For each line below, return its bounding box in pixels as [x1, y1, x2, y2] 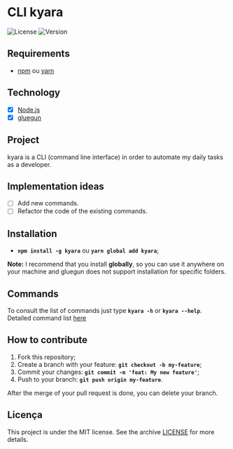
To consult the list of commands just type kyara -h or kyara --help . [7, 307, 202, 315]
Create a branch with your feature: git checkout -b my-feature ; [17, 360, 202, 368]
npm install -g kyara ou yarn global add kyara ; [17, 246, 160, 255]
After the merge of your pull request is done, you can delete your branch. [7, 389, 218, 397]
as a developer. [7, 160, 52, 168]
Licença [7, 409, 43, 421]
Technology [7, 87, 61, 99]
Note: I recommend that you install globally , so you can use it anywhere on [7, 260, 225, 269]
